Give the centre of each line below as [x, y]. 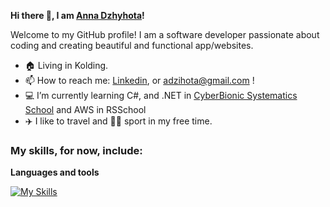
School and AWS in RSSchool [85, 109]
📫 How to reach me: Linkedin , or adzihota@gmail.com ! [139, 80]
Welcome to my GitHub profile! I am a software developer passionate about [165, 34]
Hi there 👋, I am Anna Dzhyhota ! [77, 15]
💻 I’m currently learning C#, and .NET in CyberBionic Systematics [161, 95]
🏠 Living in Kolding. [66, 65]
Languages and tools [55, 172]
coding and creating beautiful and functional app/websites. [132, 45]
